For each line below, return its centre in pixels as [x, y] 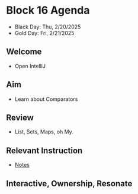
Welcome [24, 52]
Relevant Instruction [44, 150]
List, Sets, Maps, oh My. [44, 132]
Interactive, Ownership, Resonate [69, 184]
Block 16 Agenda [48, 10]
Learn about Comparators [46, 99]
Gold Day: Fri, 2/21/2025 [44, 33]
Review [20, 117]
